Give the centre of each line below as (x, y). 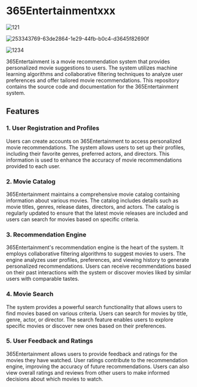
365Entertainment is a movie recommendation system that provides (88, 61)
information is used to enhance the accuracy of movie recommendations (94, 160)
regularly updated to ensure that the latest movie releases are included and (97, 213)
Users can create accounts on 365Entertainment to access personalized (94, 141)
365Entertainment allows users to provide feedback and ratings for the (92, 354)
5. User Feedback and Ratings (50, 341)
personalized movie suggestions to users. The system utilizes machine (92, 68)
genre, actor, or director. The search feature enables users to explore (90, 319)
